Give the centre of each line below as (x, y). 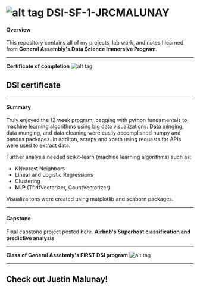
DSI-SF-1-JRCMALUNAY (108, 13)
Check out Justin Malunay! (57, 279)
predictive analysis (30, 238)
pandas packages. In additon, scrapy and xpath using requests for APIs (94, 139)
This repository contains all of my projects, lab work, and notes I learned (95, 43)
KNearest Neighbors (40, 169)
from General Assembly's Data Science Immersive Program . (82, 49)
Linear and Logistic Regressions (54, 175)
